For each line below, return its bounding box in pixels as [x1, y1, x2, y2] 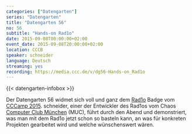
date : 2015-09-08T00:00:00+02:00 [6, 36, 88, 42]
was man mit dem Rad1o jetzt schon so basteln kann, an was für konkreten [6, 115, 186, 122]
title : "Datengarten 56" [6, 19, 67, 25]
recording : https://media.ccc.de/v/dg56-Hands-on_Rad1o [6, 69, 145, 75]
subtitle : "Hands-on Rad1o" [6, 31, 75, 36]
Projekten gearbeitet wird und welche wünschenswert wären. [6, 121, 155, 128]
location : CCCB [6, 47, 43, 53]
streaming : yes [6, 63, 43, 69]
